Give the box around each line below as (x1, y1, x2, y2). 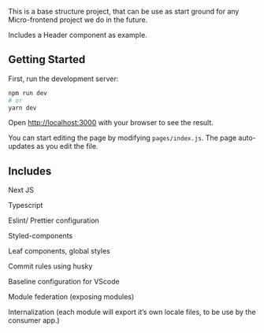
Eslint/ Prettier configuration (8, 216, 100, 225)
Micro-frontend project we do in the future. (8, 15, 148, 24)
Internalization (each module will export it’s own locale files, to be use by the (8, 307, 256, 317)
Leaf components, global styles (8, 246, 110, 256)
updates (8, 142, 35, 151)
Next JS (8, 185, 34, 195)
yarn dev (8, 104, 37, 112)
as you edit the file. (36, 142, 99, 151)
